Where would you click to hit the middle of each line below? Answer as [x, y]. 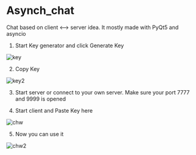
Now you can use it [39, 134]
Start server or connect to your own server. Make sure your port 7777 [102, 92]
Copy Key [27, 69]
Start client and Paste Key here [54, 110]
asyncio [16, 33]
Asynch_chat [40, 11]
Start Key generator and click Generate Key [69, 45]
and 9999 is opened [40, 99]
